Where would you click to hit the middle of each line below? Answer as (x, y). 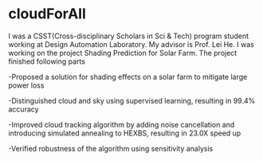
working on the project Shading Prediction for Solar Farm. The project (123, 53)
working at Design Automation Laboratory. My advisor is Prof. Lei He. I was (131, 44)
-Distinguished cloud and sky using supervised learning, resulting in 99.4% (132, 100)
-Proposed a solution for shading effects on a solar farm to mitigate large (128, 77)
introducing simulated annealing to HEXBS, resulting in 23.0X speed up (125, 133)
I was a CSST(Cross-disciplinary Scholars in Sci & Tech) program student (129, 36)
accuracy (24, 109)
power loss (26, 85)
